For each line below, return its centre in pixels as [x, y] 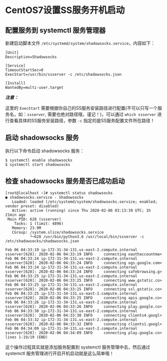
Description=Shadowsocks [31, 57]
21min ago [15, 215]
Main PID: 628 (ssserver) [34, 219]
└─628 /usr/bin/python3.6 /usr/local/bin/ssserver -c [87, 237]
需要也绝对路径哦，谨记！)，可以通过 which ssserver [102, 114]
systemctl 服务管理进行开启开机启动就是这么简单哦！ [59, 353]
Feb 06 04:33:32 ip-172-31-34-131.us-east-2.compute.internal [71, 320]
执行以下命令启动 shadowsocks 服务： [45, 151]
